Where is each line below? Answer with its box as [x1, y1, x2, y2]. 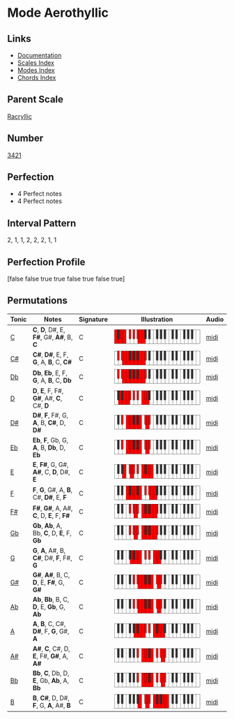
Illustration [141, 316, 173, 324]
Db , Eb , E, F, [32, 369, 68, 378]
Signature [79, 316, 108, 324]
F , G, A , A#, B [32, 702, 71, 710]
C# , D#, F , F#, [32, 554, 72, 562]
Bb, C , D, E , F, [32, 529, 72, 538]
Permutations [7, 295, 68, 306]
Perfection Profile [7, 256, 86, 268]
